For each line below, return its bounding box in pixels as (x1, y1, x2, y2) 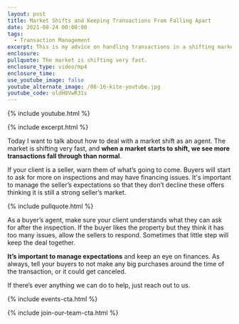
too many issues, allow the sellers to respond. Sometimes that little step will (7, 231, 229, 239)
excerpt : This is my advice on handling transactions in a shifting (7, 43, 215, 50)
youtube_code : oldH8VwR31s (7, 90, 87, 97)
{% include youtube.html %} (7, 109, 90, 118)
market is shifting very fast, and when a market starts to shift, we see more (7, 144, 230, 153)
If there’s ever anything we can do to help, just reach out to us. (7, 281, 191, 290)
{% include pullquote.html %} (7, 202, 94, 210)
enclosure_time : (7, 70, 55, 77)
